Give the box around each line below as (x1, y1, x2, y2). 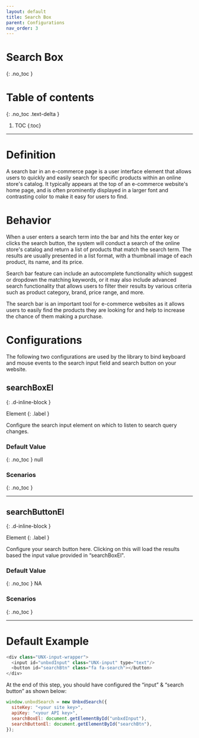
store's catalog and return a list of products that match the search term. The (6, 246, 192, 253)
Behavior (6, 214, 52, 227)
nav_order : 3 (6, 25, 38, 31)
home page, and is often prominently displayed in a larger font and (6, 187, 169, 194)
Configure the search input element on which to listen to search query (6, 421, 177, 428)
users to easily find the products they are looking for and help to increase (6, 307, 185, 314)
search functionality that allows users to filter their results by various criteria (6, 282, 192, 289)
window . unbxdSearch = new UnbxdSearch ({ (6, 699, 108, 705)
